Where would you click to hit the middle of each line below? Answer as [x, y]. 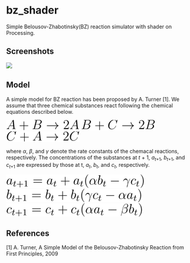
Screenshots [30, 52]
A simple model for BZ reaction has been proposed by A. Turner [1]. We [93, 99]
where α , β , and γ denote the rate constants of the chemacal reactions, [92, 151]
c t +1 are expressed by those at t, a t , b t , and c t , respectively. [78, 166]
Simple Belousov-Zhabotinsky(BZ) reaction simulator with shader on [89, 27]
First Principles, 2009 [32, 254]
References [28, 233]
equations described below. [40, 111]
